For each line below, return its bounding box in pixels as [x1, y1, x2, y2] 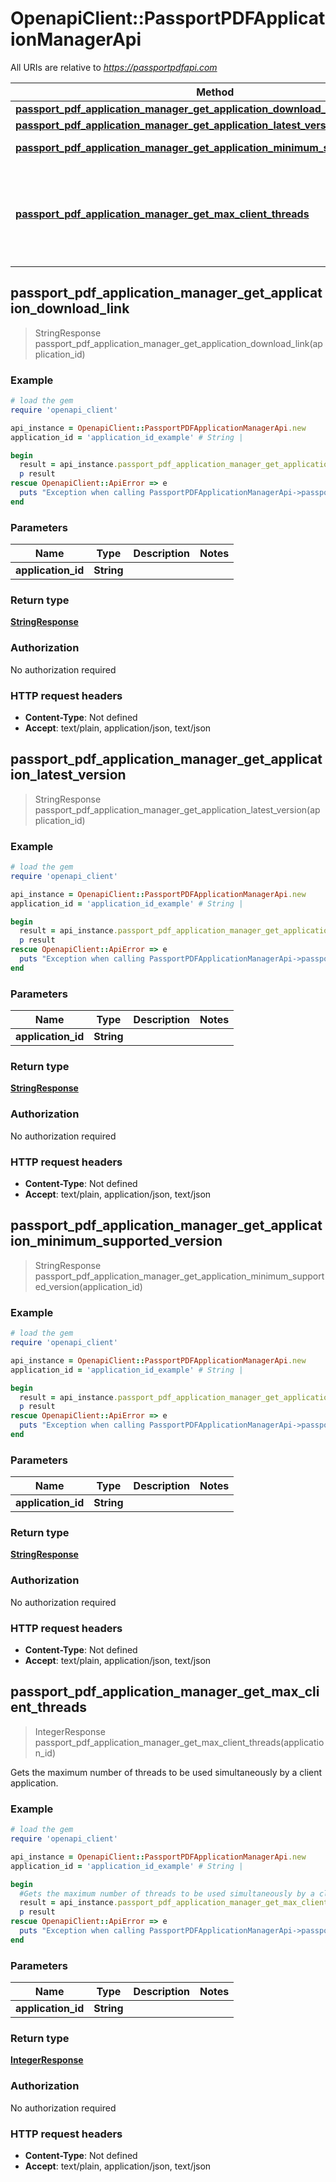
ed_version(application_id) [34, 1280, 143, 1292]
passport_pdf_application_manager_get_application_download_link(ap [34, 337, 323, 349]
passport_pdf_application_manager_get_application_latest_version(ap [34, 803, 321, 816]
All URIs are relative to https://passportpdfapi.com [10, 61, 218, 73]
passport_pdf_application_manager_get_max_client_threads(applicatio [34, 1736, 325, 1748]
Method [196, 85, 235, 99]
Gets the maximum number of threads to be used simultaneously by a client [10, 1766, 323, 1778]
